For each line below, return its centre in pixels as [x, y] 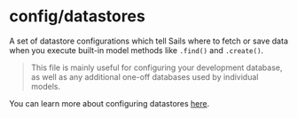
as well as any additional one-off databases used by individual [145, 76]
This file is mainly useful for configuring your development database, [156, 67]
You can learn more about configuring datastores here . [109, 103]
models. [46, 86]
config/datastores [78, 16]
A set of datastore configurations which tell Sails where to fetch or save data [148, 41]
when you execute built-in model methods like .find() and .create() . [137, 50]
